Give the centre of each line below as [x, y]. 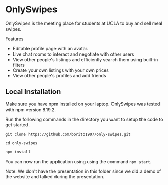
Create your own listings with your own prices [61, 70]
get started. [17, 125]
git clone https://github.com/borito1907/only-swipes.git [68, 134]
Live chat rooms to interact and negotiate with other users [73, 54]
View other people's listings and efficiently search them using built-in [85, 59]
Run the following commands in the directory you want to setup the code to [84, 119]
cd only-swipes [21, 143]
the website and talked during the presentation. [55, 176]
